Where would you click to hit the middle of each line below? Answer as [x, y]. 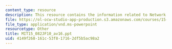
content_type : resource [31, 10]
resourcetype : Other [27, 29]
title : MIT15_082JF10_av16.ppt [39, 34]
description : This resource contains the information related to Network [86, 15]
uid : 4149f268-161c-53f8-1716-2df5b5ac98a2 [52, 39]
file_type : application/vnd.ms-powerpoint [51, 24]
